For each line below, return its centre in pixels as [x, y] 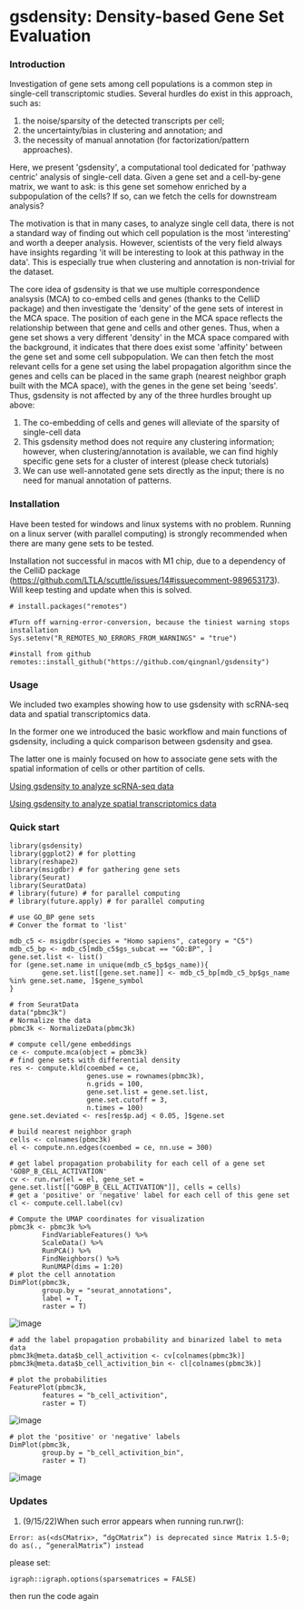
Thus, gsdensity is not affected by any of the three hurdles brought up [141, 396]
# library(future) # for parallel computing [95, 894]
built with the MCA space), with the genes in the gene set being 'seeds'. [144, 386]
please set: [30, 1562]
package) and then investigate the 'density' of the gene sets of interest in [147, 309]
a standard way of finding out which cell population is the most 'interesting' [150, 233]
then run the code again [54, 1595]
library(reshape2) [44, 862]
